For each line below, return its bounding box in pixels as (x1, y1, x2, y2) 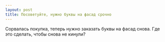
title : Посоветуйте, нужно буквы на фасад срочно (5, 12, 112, 17)
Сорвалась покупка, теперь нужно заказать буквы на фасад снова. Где (5, 25, 160, 31)
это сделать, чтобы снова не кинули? (5, 31, 86, 37)
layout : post (5, 7, 33, 12)
